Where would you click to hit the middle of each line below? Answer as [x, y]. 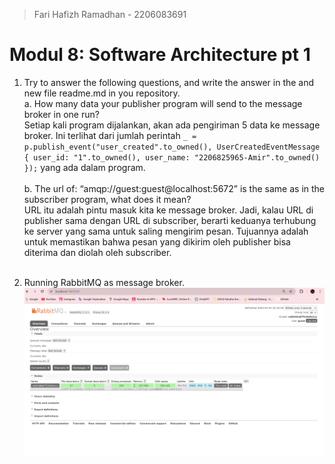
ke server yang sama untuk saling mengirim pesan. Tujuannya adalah [166, 231]
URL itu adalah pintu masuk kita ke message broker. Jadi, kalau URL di [168, 210]
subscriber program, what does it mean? [107, 199]
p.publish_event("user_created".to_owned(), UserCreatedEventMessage [172, 147]
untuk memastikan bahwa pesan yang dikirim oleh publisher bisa [157, 241]
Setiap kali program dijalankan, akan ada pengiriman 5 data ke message [172, 125]
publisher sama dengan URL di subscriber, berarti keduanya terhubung [170, 220]
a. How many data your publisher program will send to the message [163, 103]
